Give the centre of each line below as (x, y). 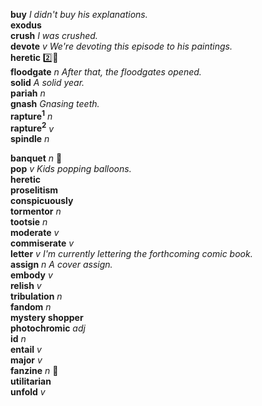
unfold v (28, 392)
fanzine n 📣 (34, 371)
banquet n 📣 (36, 158)
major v (26, 360)
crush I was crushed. (54, 35)
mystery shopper (47, 318)
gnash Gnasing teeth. (55, 103)
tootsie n (29, 222)
